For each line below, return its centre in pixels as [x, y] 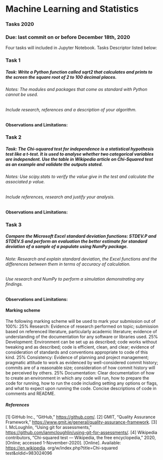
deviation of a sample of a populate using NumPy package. [67, 247]
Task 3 [14, 225]
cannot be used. [22, 95]
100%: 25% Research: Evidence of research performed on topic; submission [82, 326]
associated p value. [25, 182]
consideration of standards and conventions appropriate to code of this [77, 352]
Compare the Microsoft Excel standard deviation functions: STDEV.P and [81, 236]
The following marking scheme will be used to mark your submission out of [81, 321]
